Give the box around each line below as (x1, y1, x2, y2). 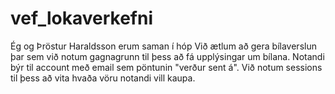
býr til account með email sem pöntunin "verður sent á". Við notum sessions (10, 61, 323, 73)
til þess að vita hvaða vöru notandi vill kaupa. (10, 72, 196, 84)
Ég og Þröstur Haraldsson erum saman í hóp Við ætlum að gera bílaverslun (10, 40, 317, 52)
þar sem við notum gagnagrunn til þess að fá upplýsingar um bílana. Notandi (10, 50, 325, 62)
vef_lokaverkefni (10, 7, 154, 30)
